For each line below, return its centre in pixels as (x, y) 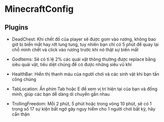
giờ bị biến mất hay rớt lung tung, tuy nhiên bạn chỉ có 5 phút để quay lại (85, 44)
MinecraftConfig (39, 9)
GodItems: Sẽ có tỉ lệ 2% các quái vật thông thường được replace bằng (84, 59)
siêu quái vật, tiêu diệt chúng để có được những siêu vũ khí (72, 64)
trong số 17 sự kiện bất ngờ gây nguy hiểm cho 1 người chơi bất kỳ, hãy (83, 109)
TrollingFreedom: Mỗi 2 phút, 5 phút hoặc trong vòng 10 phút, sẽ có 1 (82, 104)
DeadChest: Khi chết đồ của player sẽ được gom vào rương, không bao (84, 39)
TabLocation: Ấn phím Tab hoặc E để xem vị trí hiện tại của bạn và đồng (84, 89)
